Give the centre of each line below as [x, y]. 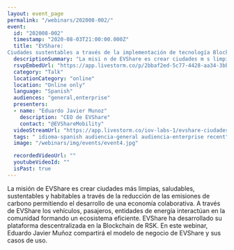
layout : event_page [36, 14]
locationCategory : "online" [54, 78]
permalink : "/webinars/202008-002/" [60, 20]
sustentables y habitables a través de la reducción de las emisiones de [109, 196]
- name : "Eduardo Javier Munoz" [61, 111]
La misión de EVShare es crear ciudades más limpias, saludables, [101, 188]
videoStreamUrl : [37, 130]
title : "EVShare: [39, 46]
